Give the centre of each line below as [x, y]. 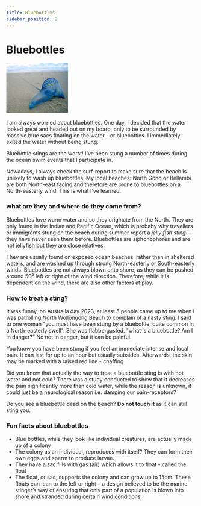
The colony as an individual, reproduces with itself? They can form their [104, 452]
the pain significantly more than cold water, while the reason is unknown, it [99, 386]
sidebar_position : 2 [32, 19]
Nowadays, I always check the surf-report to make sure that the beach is [97, 172]
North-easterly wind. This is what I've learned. [64, 191]
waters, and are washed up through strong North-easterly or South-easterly [100, 263]
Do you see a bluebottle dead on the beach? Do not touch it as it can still [97, 404]
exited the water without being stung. [53, 142]
